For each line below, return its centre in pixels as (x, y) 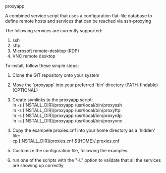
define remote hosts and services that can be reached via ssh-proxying (78, 21)
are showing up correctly (38, 165)
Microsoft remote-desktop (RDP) (46, 51)
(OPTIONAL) (25, 90)
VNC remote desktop (34, 56)
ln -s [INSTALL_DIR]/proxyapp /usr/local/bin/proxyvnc (67, 121)
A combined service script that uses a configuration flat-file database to (79, 16)
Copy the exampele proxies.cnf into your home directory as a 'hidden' (83, 130)
